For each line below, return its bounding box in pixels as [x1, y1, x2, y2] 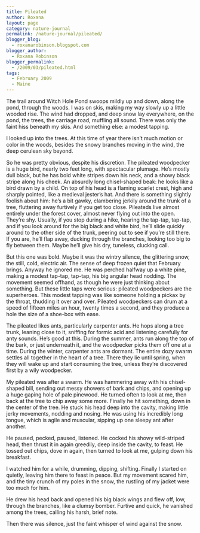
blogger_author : [6, 48, 47, 54]
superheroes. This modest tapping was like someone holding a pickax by [6, 292, 186, 298]
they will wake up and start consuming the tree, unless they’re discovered [6, 361, 187, 367]
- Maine [11, 81, 31, 87]
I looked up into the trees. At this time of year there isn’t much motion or [6, 135, 183, 141]
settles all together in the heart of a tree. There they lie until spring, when [6, 354, 186, 361]
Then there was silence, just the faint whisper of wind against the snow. [6, 520, 183, 527]
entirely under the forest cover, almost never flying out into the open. [6, 210, 176, 217]
